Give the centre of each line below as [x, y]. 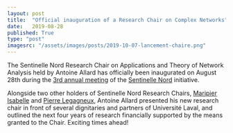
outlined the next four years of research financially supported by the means [115, 115]
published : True [31, 33]
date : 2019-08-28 [35, 26]
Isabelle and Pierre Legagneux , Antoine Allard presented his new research [113, 100]
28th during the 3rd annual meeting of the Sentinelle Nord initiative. [103, 80]
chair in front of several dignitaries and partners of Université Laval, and [110, 108]
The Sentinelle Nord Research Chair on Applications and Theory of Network [115, 65]
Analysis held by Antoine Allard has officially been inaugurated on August [112, 72]
